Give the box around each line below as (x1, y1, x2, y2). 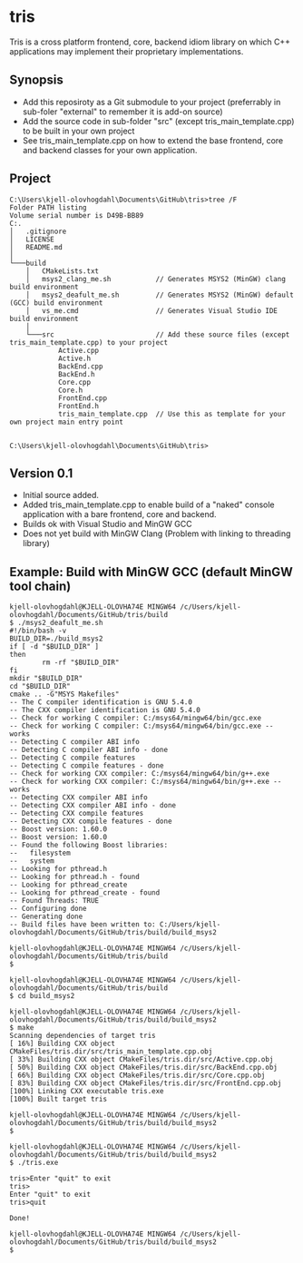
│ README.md (9, 242, 64, 251)
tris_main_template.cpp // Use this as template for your (57, 409, 286, 418)
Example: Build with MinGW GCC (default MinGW (9, 564, 293, 580)
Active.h (57, 354, 92, 363)
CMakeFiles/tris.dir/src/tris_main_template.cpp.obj (9, 1047, 213, 1056)
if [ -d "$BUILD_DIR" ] (9, 642, 100, 651)
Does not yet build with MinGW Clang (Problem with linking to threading (22, 528, 291, 539)
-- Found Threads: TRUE (9, 896, 100, 906)
